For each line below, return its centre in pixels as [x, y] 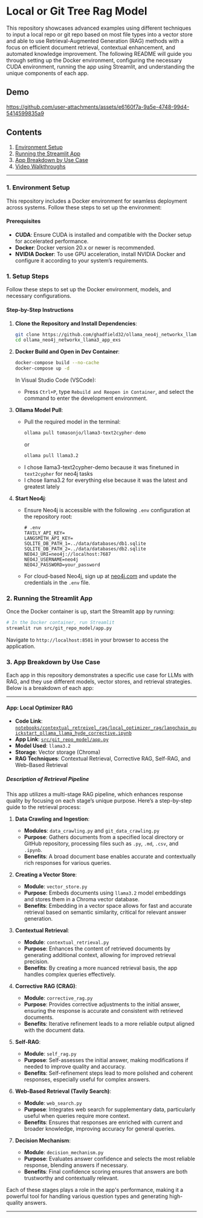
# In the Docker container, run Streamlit [60, 623]
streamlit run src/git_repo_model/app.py [59, 628]
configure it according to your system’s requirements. [82, 261]
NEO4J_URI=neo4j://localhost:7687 [67, 554]
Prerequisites [24, 221]
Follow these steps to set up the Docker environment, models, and [89, 289]
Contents [24, 133]
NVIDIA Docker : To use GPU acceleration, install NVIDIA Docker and [100, 254]
